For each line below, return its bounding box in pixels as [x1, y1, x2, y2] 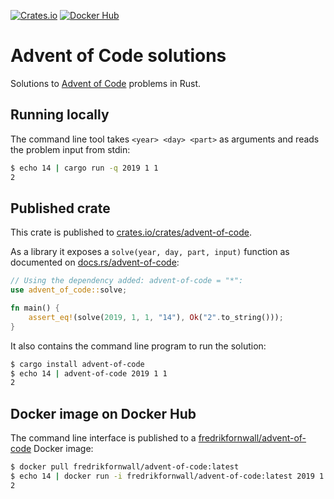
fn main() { [10, 303, 60, 314]
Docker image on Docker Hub [10, 405, 197, 422]
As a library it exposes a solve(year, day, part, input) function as [10, 246, 290, 258]
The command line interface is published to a [10, 432, 197, 444]
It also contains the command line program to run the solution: [10, 340, 267, 352]
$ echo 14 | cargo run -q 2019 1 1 [10, 163, 159, 173]
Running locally [10, 106, 110, 124]
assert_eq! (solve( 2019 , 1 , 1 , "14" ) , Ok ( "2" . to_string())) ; [28, 312, 284, 322]
